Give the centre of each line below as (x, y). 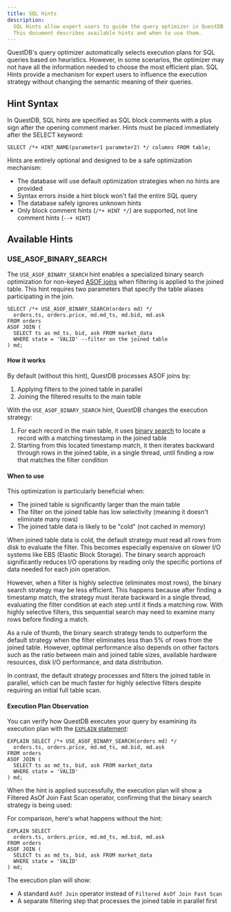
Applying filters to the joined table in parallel (80, 389)
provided (30, 189)
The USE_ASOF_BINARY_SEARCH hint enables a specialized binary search (106, 274)
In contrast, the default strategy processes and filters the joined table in (109, 676)
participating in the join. (41, 296)
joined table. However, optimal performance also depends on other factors (113, 647)
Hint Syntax (33, 103)
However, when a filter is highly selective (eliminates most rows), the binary (114, 583)
